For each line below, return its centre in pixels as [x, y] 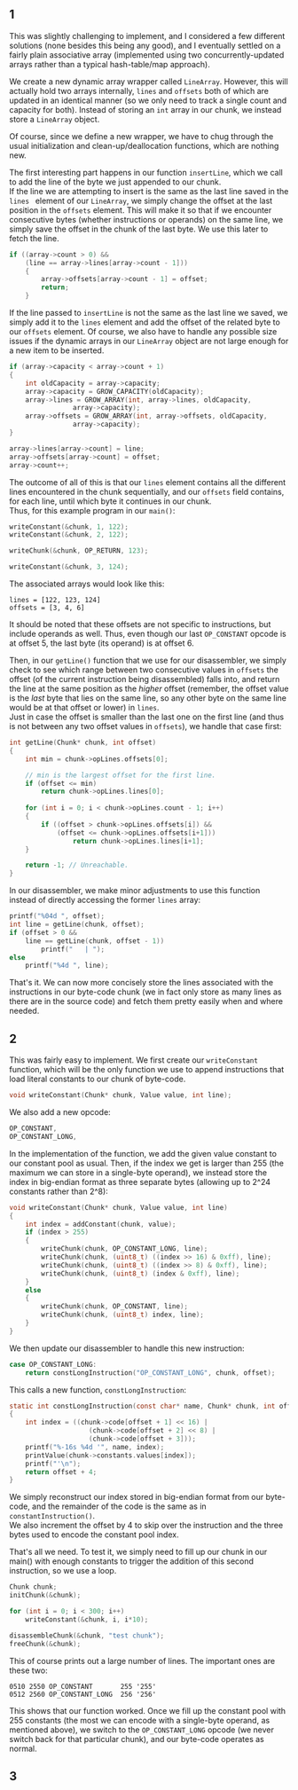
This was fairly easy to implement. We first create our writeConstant [134, 1060]
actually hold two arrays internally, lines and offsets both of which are [139, 90]
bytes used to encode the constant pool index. [94, 1535]
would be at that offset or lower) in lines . [84, 708]
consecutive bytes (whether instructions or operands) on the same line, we [146, 219]
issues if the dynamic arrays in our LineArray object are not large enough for [149, 342]
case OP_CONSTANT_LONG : [53, 1364]
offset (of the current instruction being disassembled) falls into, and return [145, 679]
